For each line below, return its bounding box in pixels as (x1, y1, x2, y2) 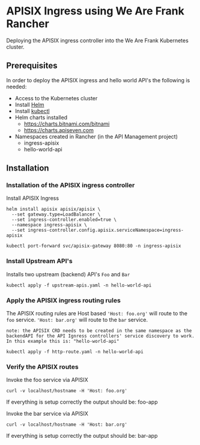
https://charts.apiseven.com (23, 126, 94, 133)
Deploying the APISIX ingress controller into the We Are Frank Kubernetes (6, 37, 189, 44)
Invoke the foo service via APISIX (6, 377, 88, 384)
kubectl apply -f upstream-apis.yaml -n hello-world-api (6, 282, 152, 288)
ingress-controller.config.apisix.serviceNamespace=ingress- (28, 227, 184, 234)
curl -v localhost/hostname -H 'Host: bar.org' (6, 422, 128, 428)
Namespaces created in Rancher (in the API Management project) (14, 133, 178, 140)
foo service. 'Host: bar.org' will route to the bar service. (6, 316, 148, 324)
